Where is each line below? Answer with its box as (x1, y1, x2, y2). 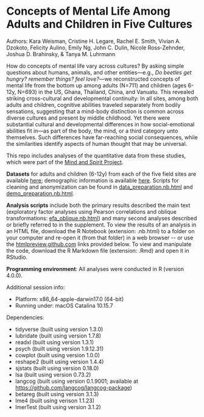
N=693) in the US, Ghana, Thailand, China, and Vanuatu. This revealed (17, 88, 195, 95)
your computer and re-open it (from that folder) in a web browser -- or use (6, 234, 194, 241)
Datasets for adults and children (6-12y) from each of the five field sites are (6, 170, 197, 178)
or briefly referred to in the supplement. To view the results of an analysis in (6, 221, 197, 228)
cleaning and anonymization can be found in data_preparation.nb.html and (6, 183, 193, 190)
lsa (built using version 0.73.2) (15, 371, 91, 378)
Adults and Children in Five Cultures (6, 17, 193, 31)
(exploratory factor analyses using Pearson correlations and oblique (6, 208, 177, 215)
